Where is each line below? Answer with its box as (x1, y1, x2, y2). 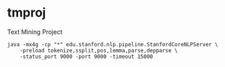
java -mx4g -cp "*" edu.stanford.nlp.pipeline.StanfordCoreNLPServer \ (7, 41, 218, 48)
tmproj (7, 5, 46, 21)
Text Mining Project (7, 28, 63, 36)
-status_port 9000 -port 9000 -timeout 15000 (19, 53, 154, 60)
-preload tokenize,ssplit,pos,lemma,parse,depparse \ (19, 47, 178, 54)
